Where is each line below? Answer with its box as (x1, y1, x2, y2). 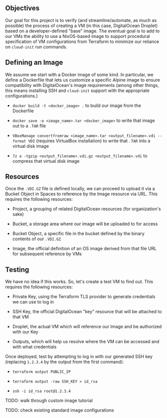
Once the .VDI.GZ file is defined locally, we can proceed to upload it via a (5, 186, 156, 192)
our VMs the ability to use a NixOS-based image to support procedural (5, 33, 151, 39)
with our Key (12, 329, 38, 335)
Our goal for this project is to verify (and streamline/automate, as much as (5, 17, 157, 23)
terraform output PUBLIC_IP (12, 370, 71, 375)
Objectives (5, 4, 40, 12)
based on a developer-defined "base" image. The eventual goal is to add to (5, 27, 160, 34)
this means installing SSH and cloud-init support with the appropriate (5, 87, 150, 93)
